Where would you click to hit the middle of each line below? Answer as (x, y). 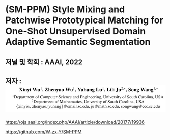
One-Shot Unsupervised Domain (76, 31)
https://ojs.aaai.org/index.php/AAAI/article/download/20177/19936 (75, 122)
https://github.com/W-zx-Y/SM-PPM (44, 132)
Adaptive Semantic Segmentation (78, 42)
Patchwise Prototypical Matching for (84, 20)
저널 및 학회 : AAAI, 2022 (44, 62)
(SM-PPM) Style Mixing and (65, 9)
